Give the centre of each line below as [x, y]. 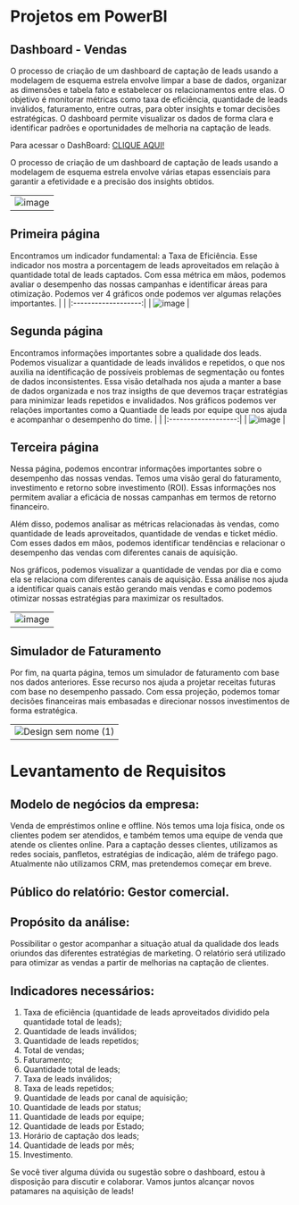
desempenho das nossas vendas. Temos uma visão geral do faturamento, [146, 478]
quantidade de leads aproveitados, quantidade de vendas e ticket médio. [144, 534]
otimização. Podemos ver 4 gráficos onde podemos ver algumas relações [146, 293]
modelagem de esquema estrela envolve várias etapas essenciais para [141, 172]
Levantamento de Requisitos [118, 771]
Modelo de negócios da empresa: [105, 804]
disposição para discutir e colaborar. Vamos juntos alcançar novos [133, 1182]
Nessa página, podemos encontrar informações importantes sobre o [136, 469]
